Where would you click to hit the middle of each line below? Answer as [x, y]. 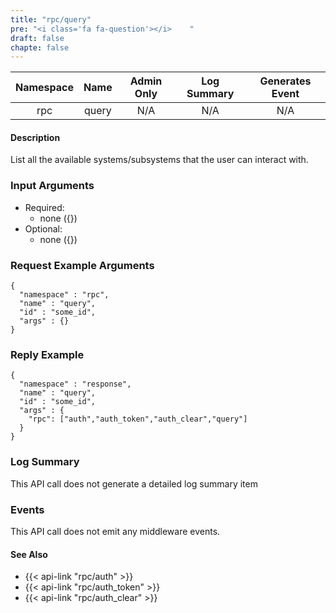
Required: [44, 207]
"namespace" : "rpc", [64, 295]
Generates [285, 81]
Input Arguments [52, 186]
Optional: [43, 228]
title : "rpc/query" [51, 19]
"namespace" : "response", [75, 384]
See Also [29, 554]
